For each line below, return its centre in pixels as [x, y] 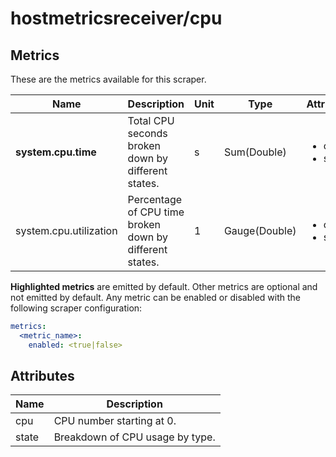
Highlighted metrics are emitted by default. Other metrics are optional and [164, 286]
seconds [147, 133]
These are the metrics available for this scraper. [108, 79]
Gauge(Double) [260, 230]
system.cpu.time [56, 152]
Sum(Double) [255, 152]
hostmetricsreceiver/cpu [116, 18]
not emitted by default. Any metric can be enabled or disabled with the [155, 297]
